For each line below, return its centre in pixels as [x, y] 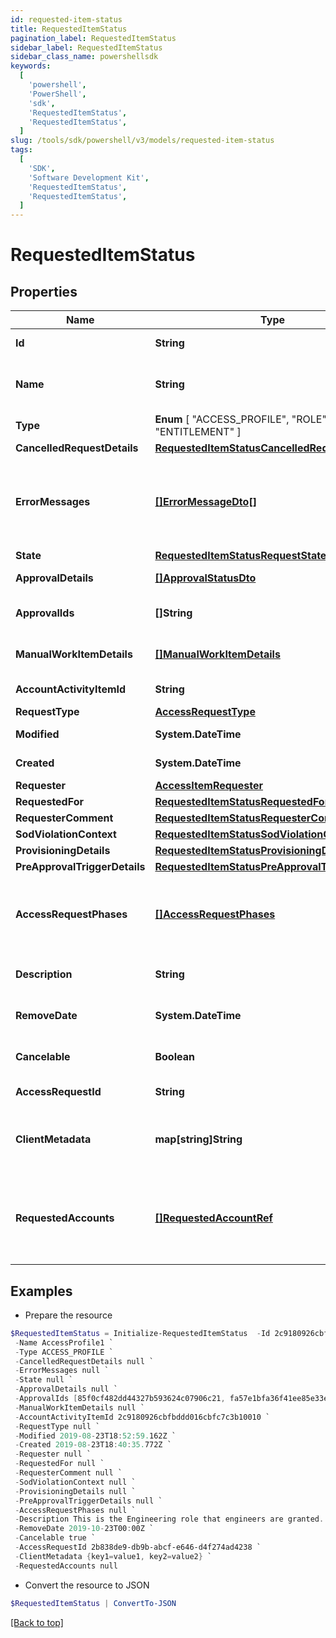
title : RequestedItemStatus [69, 29]
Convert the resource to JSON [87, 1585]
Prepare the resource [68, 1315]
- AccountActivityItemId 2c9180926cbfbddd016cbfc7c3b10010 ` [142, 1417]
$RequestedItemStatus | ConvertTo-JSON [93, 1603]
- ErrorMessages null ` [62, 1371]
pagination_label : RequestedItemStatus [93, 38]
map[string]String [198, 1139]
